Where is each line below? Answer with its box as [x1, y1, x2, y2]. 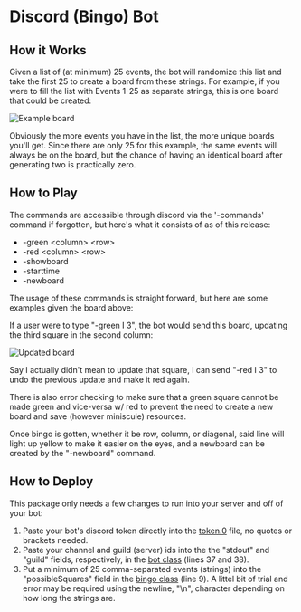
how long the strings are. [22, 592, 116, 603]
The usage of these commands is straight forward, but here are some [9, 292, 268, 303]
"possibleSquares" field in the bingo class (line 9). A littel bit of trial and [22, 573, 288, 584]
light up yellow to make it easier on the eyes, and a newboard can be [9, 437, 265, 449]
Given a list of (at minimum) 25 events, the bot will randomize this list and [9, 66, 282, 77]
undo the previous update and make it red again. [9, 374, 190, 385]
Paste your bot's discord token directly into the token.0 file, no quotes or [22, 525, 292, 536]
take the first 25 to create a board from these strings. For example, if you [9, 76, 280, 87]
